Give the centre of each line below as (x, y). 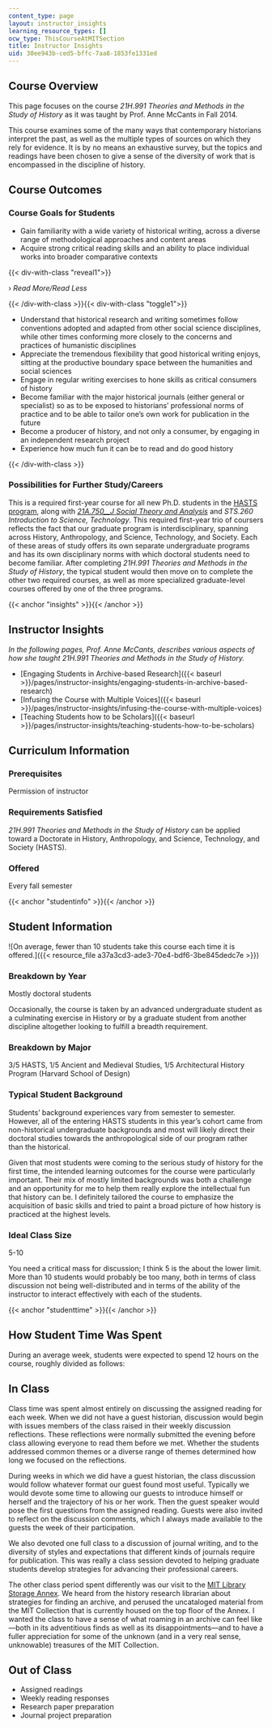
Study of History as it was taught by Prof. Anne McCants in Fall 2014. (123, 114)
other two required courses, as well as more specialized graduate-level (127, 580)
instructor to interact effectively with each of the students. (105, 1294)
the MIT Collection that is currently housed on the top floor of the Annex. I (132, 1610)
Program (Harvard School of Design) (70, 1074)
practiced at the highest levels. (60, 1214)
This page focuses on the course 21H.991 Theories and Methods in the (126, 105)
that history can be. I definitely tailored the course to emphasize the (121, 1197)
